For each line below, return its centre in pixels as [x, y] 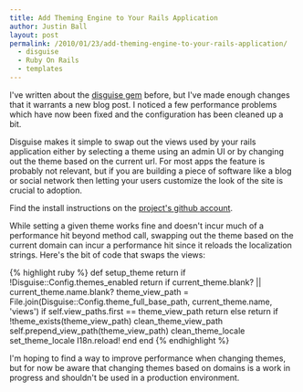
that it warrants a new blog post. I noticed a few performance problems [143, 104]
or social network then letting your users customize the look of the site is [146, 180]
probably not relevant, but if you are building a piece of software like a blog [151, 171]
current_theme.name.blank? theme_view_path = [99, 291]
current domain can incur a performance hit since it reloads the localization [151, 245]
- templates [41, 69]
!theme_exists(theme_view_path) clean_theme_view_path [116, 321]
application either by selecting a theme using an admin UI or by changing [147, 151]
